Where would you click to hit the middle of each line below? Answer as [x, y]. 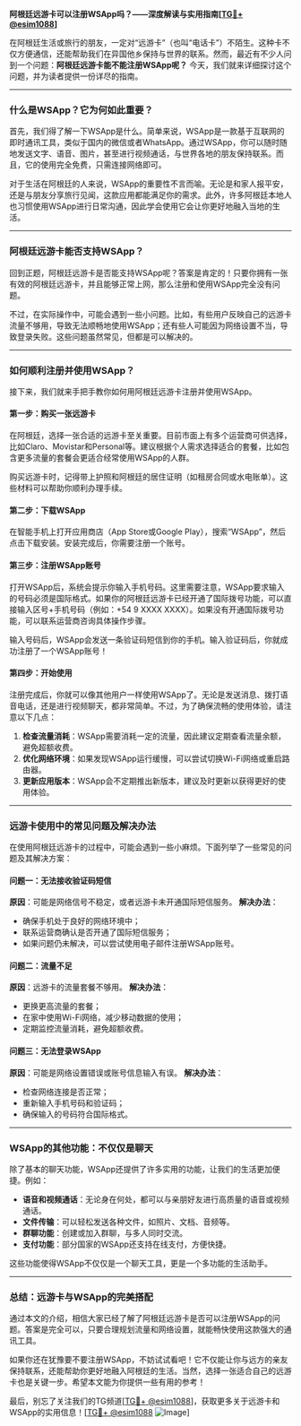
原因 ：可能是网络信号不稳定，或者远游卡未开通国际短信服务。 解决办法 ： [144, 902]
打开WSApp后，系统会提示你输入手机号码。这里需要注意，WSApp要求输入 [147, 587]
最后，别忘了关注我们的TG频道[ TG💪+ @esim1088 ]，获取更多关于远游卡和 [145, 1401]
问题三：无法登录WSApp [55, 1051]
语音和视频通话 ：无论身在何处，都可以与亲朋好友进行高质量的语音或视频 [155, 1199]
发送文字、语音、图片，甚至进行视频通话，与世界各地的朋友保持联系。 [146, 154]
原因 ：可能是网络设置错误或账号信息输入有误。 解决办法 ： [116, 1072]
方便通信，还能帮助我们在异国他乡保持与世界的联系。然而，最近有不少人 [150, 54]
